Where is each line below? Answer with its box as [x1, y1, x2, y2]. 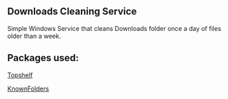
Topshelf [7, 70, 33, 79]
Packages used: [7, 52, 80, 64]
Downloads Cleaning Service [7, 6, 137, 18]
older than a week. [7, 32, 61, 40]
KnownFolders [7, 84, 49, 93]
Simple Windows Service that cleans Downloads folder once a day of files [7, 24, 222, 32]
